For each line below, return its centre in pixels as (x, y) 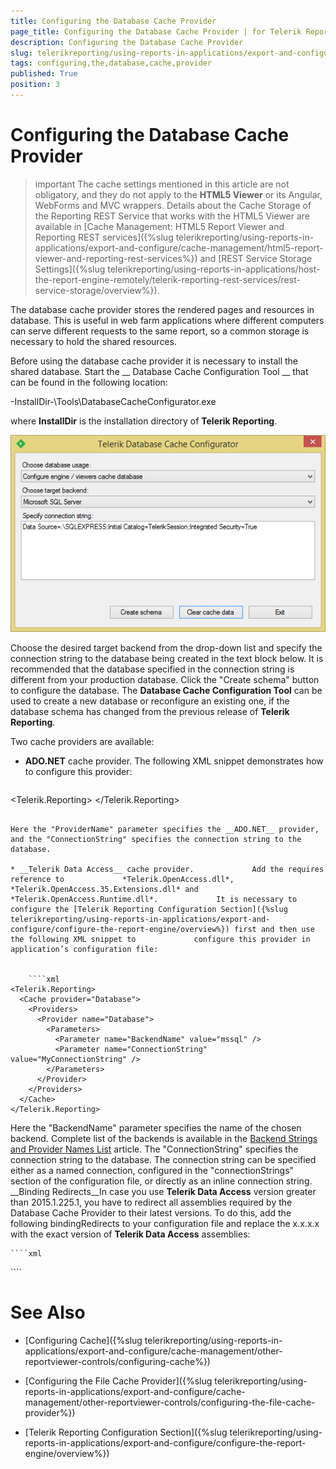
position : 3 (35, 85)
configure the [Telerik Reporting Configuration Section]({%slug (149, 910)
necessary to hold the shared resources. (93, 341)
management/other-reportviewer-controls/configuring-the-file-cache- (170, 1402)
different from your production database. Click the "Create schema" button (165, 680)
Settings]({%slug (70, 269)
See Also (48, 1312)
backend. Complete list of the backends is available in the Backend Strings (164, 1139)
